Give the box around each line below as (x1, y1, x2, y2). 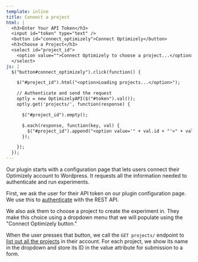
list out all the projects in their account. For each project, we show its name (6, 238, 189, 245)
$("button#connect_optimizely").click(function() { (11, 69, 141, 75)
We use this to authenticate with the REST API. (6, 196, 119, 203)
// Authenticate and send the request (16, 90, 112, 96)
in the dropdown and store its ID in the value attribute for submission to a (6, 244, 183, 251)
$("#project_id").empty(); (21, 112, 88, 118)
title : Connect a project (6, 14, 70, 20)
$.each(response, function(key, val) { (21, 122, 120, 129)
